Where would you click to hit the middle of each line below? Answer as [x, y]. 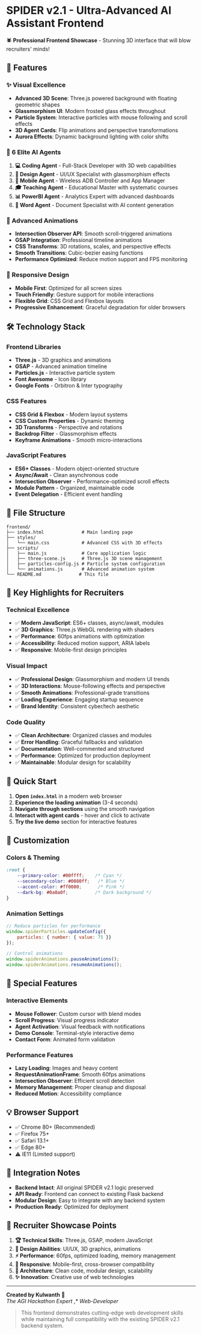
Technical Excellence [38, 609]
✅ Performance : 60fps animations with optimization [80, 637]
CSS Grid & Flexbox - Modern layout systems [71, 414]
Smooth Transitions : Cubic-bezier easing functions [79, 253]
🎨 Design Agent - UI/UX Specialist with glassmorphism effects [92, 174]
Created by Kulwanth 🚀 [35, 1295]
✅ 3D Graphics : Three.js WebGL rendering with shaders [84, 630]
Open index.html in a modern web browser [68, 796]
